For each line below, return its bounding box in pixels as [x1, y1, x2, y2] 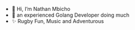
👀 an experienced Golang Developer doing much [11, 12, 130, 18]
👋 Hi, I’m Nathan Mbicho [11, 6, 70, 12]
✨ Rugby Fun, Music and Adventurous [11, 18, 104, 24]
